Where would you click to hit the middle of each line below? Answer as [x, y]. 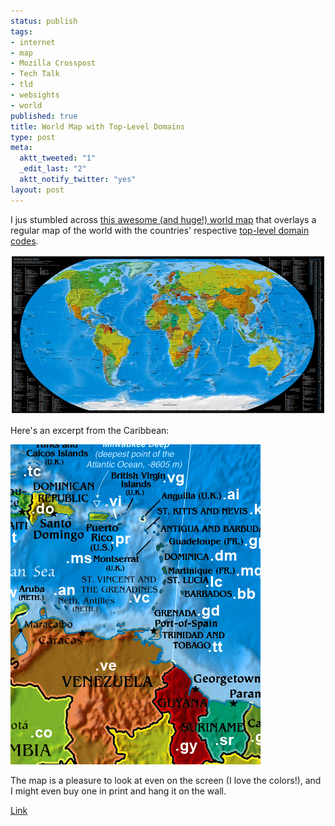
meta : [21, 148]
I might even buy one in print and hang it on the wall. [118, 791]
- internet [33, 42]
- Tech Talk [35, 74]
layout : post [37, 190]
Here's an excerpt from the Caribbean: [90, 430]
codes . [24, 241]
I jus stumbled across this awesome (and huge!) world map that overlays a [163, 219]
